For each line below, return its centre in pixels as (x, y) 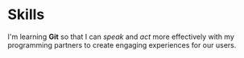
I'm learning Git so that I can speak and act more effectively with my (121, 37)
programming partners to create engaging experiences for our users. (122, 44)
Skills (26, 15)
